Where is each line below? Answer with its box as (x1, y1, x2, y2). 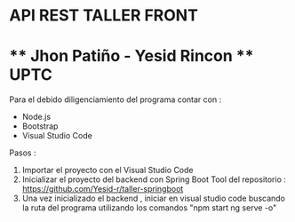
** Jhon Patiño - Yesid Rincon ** (9, 46, 254, 67)
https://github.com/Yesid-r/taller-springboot (21, 184, 184, 194)
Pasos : (9, 147, 36, 158)
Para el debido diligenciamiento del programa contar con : (9, 94, 222, 105)
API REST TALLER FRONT (9, 5, 198, 26)
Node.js (21, 112, 52, 123)
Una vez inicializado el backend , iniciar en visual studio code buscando (21, 193, 286, 204)
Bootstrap (21, 121, 59, 131)
